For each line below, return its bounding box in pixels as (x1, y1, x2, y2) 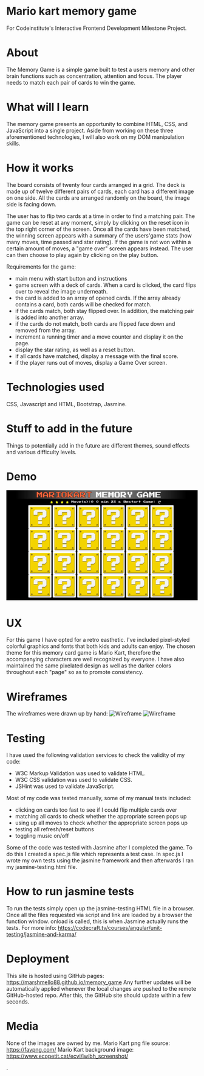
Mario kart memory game (6, 4, 137, 18)
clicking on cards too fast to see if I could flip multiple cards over (15, 806, 177, 814)
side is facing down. (6, 200, 56, 208)
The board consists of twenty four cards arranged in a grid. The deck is (6, 181, 185, 188)
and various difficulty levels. (6, 448, 77, 455)
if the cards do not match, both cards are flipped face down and (15, 320, 175, 327)
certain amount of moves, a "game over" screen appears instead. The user (6, 245, 194, 252)
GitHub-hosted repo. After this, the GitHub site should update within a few (6, 991, 191, 999)
